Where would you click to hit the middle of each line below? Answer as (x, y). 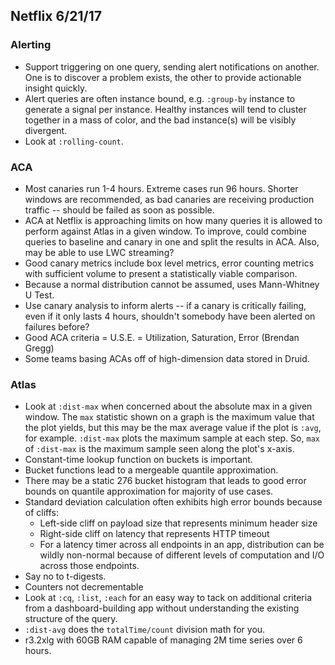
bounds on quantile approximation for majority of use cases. (149, 491)
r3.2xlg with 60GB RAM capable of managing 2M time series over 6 (163, 640)
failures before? (57, 326)
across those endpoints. (89, 566)
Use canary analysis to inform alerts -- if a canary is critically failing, (165, 305)
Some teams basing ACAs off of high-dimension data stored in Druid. (167, 358)
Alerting (31, 45)
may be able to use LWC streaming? (99, 252)
